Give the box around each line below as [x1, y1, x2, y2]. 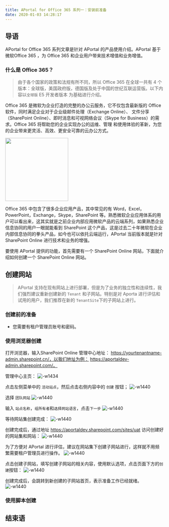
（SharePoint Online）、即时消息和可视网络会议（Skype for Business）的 [5, 114, 155, 121]
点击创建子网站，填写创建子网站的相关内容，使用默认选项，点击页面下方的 [5, 461, 159, 467]
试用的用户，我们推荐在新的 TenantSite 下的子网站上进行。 [17, 297, 139, 303]
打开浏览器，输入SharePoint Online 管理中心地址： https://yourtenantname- [5, 350, 162, 356]
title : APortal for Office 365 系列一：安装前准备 [5, 7, 107, 13]
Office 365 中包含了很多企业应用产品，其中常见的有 [5, 205, 112, 212]
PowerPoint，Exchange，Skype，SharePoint [5, 212, 99, 218]
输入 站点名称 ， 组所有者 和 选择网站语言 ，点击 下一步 [5, 405, 102, 412]
